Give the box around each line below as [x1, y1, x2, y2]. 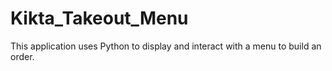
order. [10, 50, 35, 62]
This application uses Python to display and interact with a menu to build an [10, 40, 322, 52]
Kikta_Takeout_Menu [10, 7, 189, 30]
